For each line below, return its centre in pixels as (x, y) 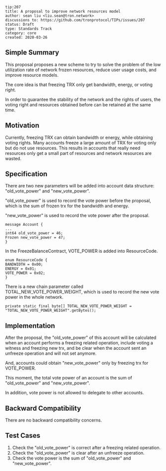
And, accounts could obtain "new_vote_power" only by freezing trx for (77, 363)
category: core (21, 33)
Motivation (22, 125)
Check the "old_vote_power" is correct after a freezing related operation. (86, 447)
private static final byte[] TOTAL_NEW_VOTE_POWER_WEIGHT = (69, 306)
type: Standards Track (28, 29)
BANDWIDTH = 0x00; (24, 265)
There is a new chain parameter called (44, 286)
